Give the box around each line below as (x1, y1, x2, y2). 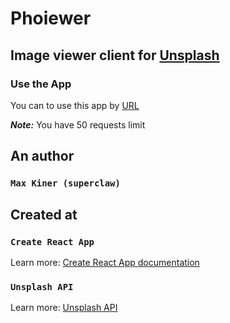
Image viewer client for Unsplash (10, 47, 220, 64)
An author (10, 148, 75, 165)
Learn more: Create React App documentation (10, 256, 200, 268)
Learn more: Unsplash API (10, 302, 118, 314)
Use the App (10, 77, 72, 91)
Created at (10, 206, 78, 223)
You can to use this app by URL (10, 99, 140, 111)
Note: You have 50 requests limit (10, 118, 146, 131)
